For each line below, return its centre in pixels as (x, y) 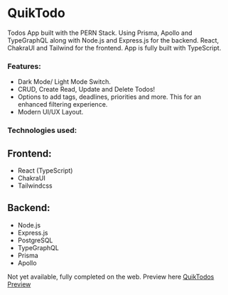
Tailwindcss (35, 186)
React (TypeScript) (45, 170)
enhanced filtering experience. (63, 104)
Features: (24, 66)
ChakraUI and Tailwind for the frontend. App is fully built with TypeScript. (114, 48)
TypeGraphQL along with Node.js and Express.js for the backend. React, (113, 40)
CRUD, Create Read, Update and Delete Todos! (86, 90)
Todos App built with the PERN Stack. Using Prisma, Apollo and (100, 33)
